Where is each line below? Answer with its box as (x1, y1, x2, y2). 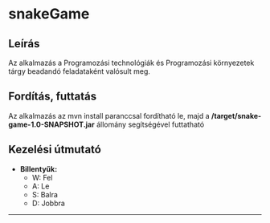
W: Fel (31, 172, 53, 182)
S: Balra (31, 189, 59, 199)
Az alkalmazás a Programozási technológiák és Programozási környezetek (8, 58, 255, 67)
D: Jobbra (31, 198, 66, 208)
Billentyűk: (19, 164, 58, 173)
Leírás (8, 37, 40, 51)
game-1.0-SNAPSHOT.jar (8, 120, 95, 129)
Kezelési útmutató (8, 143, 102, 156)
